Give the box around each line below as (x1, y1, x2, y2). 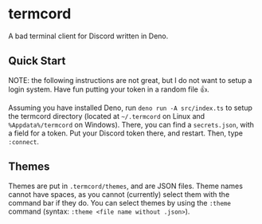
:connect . (8, 136, 40, 146)
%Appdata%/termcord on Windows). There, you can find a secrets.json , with (8, 120, 255, 129)
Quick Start (8, 54, 66, 68)
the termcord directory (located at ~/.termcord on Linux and (8, 111, 205, 120)
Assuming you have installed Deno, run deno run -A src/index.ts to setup (8, 103, 253, 112)
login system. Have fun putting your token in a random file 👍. (8, 84, 209, 94)
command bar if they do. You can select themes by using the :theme (8, 198, 231, 207)
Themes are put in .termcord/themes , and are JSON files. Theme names (8, 181, 243, 191)
